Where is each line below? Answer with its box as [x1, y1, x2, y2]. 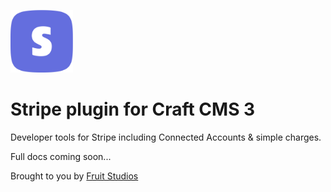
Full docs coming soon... [10, 150, 112, 162]
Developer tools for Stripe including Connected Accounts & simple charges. [10, 131, 322, 143]
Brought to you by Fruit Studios [10, 170, 139, 182]
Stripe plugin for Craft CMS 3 [10, 98, 256, 121]
